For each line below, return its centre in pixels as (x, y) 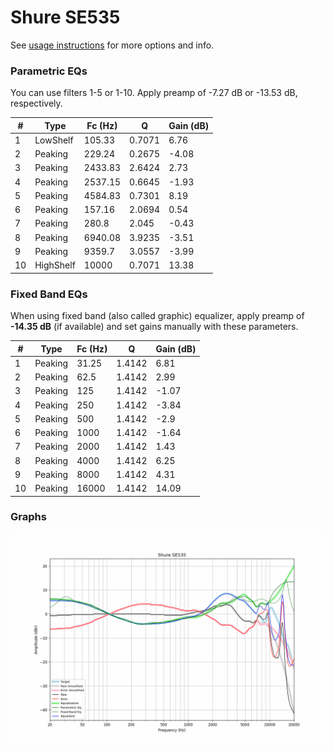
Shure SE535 (65, 17)
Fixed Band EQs (49, 294)
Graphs (28, 517)
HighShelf (55, 265)
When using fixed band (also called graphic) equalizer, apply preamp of (157, 316)
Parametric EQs (49, 71)
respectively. (36, 103)
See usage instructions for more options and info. (112, 45)
